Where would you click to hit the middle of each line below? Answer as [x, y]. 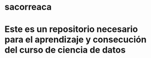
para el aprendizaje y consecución [75, 40]
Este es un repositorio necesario [71, 29]
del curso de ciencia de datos [65, 50]
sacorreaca [28, 7]
